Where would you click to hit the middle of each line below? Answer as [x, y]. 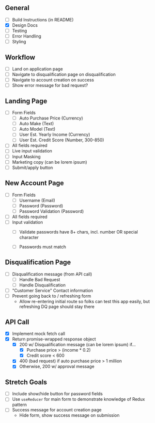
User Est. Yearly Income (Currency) [55, 135]
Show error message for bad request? [50, 85]
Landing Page [26, 101]
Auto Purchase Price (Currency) [51, 118]
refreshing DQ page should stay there [57, 307]
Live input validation [32, 151]
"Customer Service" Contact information [52, 290]
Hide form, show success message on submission [69, 415]
